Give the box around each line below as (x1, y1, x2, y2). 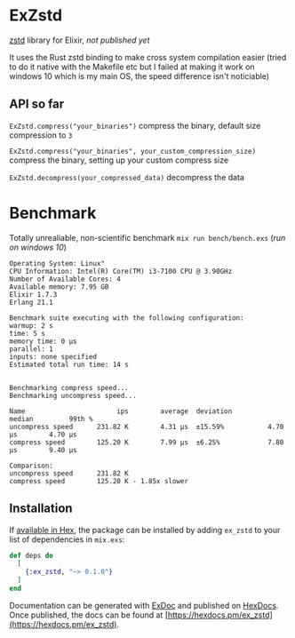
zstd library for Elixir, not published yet (9, 35, 150, 45)
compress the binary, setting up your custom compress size (9, 155, 229, 165)
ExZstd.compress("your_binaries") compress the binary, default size (9, 120, 261, 131)
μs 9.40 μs (9, 445, 77, 454)
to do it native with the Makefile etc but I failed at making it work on (9, 61, 255, 72)
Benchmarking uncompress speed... (9, 391, 138, 400)
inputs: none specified (9, 352, 98, 361)
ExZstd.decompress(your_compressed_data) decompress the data (9, 171, 244, 182)
